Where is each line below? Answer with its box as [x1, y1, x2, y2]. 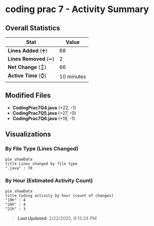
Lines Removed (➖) [8, 56, 54, 62]
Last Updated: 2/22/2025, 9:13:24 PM [17, 215, 97, 221]
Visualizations [5, 130, 51, 139]
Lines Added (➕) [8, 47, 48, 54]
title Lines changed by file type [5, 161, 78, 166]
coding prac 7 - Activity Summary [5, 4, 149, 15]
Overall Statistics [5, 24, 60, 32]
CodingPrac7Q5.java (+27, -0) [12, 110, 76, 116]
